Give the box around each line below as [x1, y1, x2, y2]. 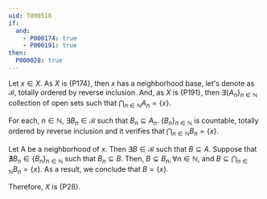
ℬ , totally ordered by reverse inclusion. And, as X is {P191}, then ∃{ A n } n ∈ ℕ [8, 87, 258, 99]
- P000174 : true [23, 34, 78, 43]
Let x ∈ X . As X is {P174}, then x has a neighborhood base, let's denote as [8, 78, 255, 88]
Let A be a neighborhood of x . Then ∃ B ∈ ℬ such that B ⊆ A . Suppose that [8, 144, 257, 154]
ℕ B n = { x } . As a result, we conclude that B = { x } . [8, 164, 169, 176]
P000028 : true [15, 57, 63, 65]
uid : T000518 [8, 11, 52, 20]
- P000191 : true [23, 42, 78, 50]
